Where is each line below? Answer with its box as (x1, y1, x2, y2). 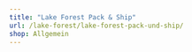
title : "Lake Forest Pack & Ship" (9, 12, 137, 22)
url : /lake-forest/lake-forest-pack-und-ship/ (9, 21, 184, 30)
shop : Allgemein (9, 29, 69, 38)
